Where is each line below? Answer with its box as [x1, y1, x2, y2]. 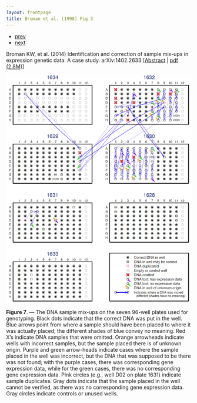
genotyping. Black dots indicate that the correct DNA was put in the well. [6, 315, 182, 322]
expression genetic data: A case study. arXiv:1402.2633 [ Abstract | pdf [6, 57, 178, 64]
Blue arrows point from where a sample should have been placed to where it [6, 321, 191, 328]
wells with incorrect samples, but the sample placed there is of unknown [6, 340, 182, 347]
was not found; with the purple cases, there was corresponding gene [6, 359, 173, 366]
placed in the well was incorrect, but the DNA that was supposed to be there [6, 352, 191, 359]
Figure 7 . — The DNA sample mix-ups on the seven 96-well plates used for [6, 309, 188, 316]
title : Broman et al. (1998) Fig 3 [6, 15, 94, 22]
